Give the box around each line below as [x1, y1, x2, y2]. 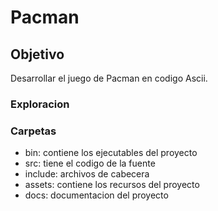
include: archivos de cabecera [24, 168, 150, 180]
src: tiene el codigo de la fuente [24, 157, 156, 170]
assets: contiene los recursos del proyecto [24, 179, 200, 191]
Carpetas [10, 124, 57, 138]
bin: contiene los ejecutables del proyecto [24, 147, 198, 159]
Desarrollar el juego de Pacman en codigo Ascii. [10, 72, 208, 84]
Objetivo [10, 46, 65, 63]
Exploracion [10, 97, 70, 111]
